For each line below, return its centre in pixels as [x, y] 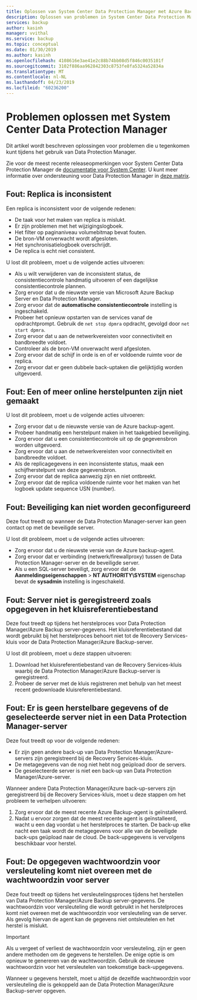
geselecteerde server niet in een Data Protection [96, 717]
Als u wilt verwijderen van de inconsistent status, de [77, 273]
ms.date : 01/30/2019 [31, 50]
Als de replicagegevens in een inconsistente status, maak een [89, 464]
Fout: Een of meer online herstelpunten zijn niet [94, 392]
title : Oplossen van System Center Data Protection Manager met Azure [94, 11]
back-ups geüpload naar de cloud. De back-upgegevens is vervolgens [100, 837]
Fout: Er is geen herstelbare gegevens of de [87, 708]
